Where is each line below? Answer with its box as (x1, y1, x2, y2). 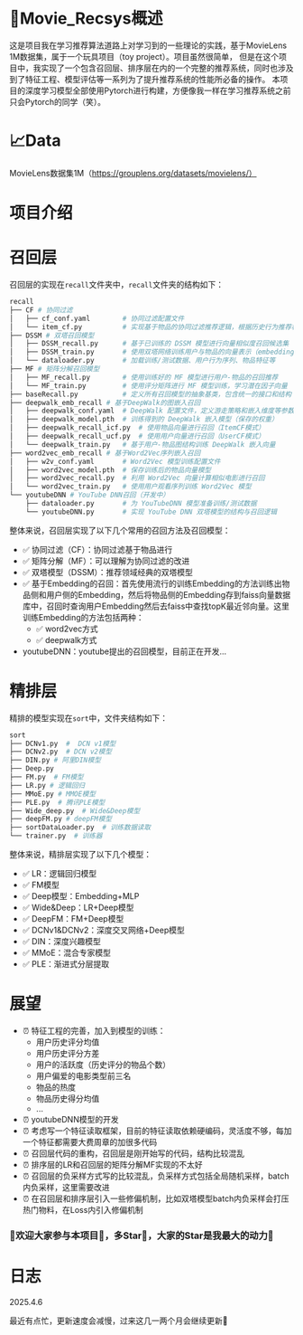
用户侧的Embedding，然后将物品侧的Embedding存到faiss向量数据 (46, 589, 291, 600)
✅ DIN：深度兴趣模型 (22, 936, 101, 947)
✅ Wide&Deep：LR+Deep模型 (22, 902, 134, 914)
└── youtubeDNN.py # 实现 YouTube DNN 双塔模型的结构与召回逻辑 (25, 507, 278, 516)
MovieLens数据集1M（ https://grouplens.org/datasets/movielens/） (9, 167, 257, 178)
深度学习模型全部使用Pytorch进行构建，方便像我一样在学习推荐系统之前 (24, 85, 291, 96)
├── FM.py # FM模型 (9, 772, 84, 782)
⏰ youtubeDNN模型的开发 (22, 1114, 119, 1124)
